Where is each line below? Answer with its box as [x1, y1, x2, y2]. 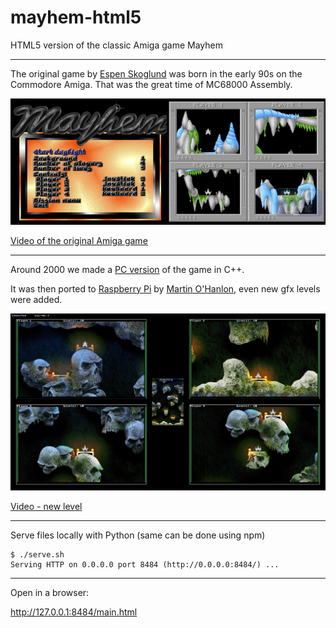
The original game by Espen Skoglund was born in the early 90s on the [10, 67, 303, 80]
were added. [10, 293, 63, 305]
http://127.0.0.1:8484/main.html [10, 606, 138, 618]
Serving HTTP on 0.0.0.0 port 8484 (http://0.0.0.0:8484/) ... [10, 559, 280, 570]
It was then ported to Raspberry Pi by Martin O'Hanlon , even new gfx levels [10, 282, 321, 295]
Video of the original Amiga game [10, 234, 148, 246]
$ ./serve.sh [10, 549, 65, 560]
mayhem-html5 [10, 6, 142, 29]
